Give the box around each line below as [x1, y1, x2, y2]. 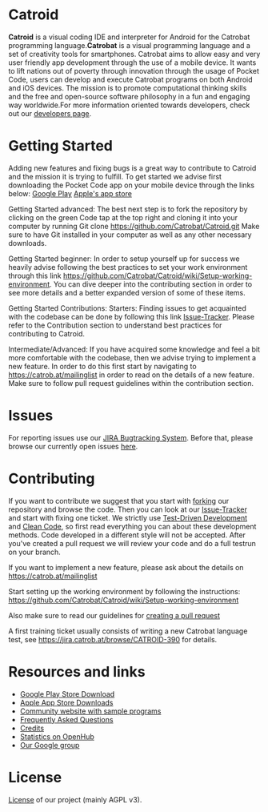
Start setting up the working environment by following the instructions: [8, 586, 241, 596]
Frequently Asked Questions [19, 714, 114, 724]
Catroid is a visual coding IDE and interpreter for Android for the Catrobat [8, 32, 250, 42]
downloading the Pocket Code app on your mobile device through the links [8, 180, 254, 190]
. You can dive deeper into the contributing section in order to [49, 279, 253, 289]
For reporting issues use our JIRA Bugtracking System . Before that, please [8, 432, 254, 442]
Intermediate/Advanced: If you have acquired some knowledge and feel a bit [8, 344, 261, 354]
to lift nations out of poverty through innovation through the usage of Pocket [8, 66, 260, 75]
